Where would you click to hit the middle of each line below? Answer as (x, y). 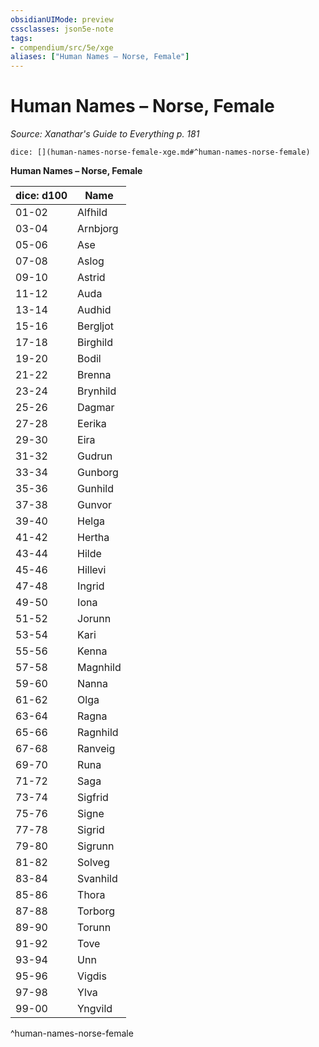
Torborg (96, 911)
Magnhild (99, 668)
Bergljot (96, 326)
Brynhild (97, 391)
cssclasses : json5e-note (62, 29)
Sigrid (91, 830)
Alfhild (92, 213)
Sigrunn (96, 846)
